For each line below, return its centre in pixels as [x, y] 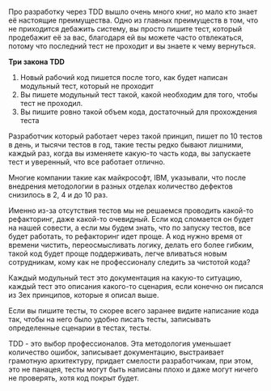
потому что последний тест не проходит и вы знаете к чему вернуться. [132, 46]
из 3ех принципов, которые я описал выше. [84, 295]
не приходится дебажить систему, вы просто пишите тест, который [125, 29]
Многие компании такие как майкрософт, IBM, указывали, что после [127, 178]
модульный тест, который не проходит [87, 86]
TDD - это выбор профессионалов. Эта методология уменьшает [120, 344]
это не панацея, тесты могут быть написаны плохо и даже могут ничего [133, 369]
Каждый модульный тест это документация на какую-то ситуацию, [125, 278]
